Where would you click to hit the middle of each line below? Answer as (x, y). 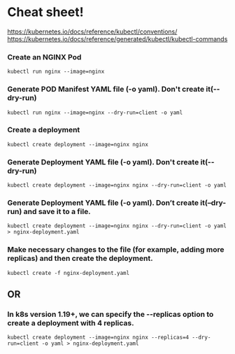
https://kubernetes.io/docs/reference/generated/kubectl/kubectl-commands (117, 38)
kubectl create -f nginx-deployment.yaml (69, 273)
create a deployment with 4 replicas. (71, 323)
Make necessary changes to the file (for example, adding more (116, 250)
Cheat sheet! (45, 12)
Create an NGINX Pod (44, 57)
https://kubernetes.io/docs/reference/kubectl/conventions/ (92, 31)
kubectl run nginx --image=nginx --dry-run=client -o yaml (95, 113)
